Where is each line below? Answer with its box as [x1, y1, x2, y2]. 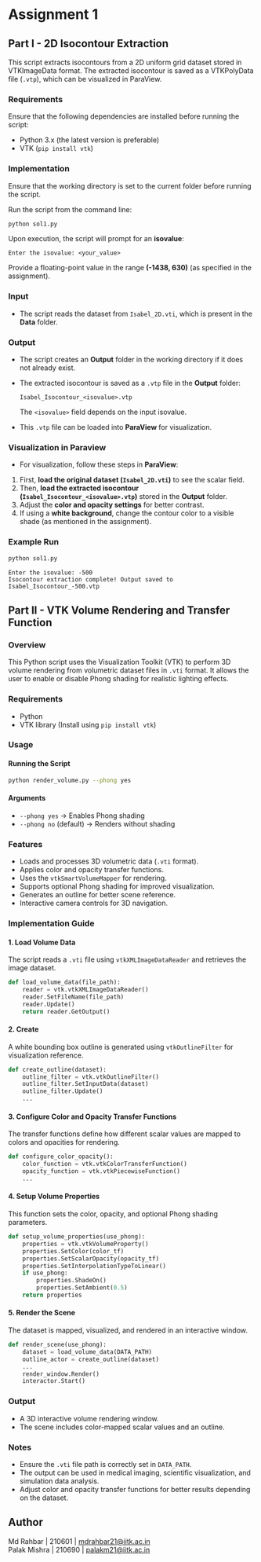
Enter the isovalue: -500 [8, 568, 92, 577]
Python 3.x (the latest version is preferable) [19, 135, 160, 145]
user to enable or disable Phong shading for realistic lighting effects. [8, 674, 229, 684]
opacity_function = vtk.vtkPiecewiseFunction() [22, 1168, 180, 1175]
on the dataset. [19, 1493, 69, 1502]
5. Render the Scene [8, 1308, 76, 1318]
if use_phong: [22, 1269, 68, 1278]
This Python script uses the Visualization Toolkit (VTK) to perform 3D [8, 658, 231, 667]
